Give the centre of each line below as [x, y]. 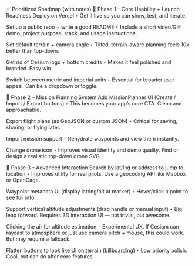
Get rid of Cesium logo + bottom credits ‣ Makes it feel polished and [89, 62]
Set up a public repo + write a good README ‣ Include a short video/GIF [94, 27]
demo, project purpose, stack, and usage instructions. [71, 33]
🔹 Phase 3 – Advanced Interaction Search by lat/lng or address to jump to [95, 168]
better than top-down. [33, 51]
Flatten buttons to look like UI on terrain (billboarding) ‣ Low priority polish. [97, 250]
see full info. [21, 197]
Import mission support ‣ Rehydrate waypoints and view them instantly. [93, 139]
